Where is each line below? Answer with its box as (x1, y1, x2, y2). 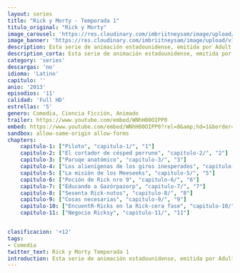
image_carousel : (7, 30, 56, 38)
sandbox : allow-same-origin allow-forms (7, 130, 130, 137)
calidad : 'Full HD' (7, 97, 66, 104)
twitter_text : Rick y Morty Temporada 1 (7, 248, 130, 255)
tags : (7, 235, 24, 242)
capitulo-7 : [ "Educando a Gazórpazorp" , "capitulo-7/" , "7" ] (20, 182, 206, 190)
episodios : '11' (7, 90, 56, 97)
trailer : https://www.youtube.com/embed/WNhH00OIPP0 (7, 116, 168, 123)
